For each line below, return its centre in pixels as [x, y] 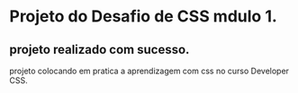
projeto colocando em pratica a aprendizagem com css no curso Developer [149, 71]
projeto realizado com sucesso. [99, 50]
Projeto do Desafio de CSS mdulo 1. [143, 17]
